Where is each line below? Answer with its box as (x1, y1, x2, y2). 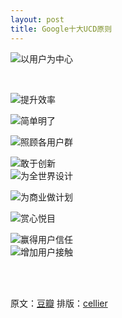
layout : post (10, 14, 65, 25)
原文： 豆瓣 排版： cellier (10, 297, 108, 309)
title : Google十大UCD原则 (10, 24, 113, 34)
